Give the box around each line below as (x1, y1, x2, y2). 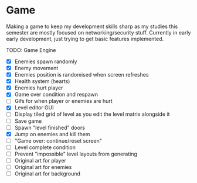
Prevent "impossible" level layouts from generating (14, 150, 138, 157)
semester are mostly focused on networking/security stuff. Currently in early (6, 29, 191, 36)
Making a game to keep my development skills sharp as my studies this (6, 23, 178, 30)
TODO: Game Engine (6, 46, 56, 53)
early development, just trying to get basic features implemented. (6, 35, 164, 42)
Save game (14, 118, 42, 125)
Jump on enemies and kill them (14, 130, 90, 137)
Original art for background (14, 170, 81, 177)
